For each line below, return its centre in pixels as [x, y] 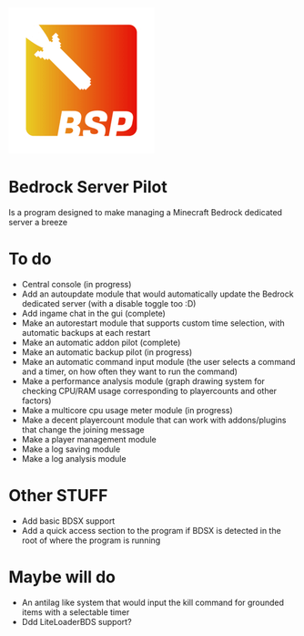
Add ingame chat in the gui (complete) [93, 313]
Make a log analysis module [74, 458]
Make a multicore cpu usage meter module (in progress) [127, 410]
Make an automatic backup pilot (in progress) [107, 352]
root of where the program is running [91, 540]
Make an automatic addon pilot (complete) [101, 342]
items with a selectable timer [76, 612]
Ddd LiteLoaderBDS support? [77, 621]
